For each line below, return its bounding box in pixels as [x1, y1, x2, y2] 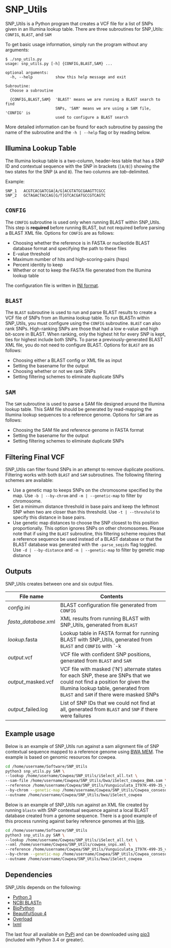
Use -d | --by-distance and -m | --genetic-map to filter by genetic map [12, 547, 165, 553]
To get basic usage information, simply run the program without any [5, 41, 148, 47]
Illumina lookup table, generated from [60, 685, 150, 692]
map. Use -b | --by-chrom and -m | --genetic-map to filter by [12, 493, 142, 498]
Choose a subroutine [10, 88, 53, 93]
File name [19, 592, 44, 600]
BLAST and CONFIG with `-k [60, 642, 122, 649]
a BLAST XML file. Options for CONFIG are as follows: [5, 230, 115, 236]
